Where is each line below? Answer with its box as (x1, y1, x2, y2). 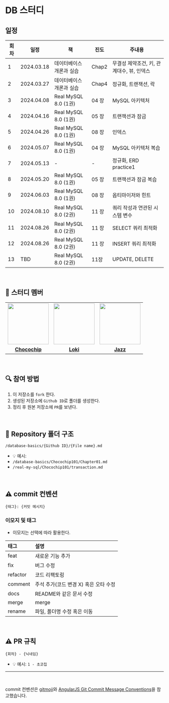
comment (8, 580, 30, 587)
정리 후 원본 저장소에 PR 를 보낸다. (12, 404, 78, 410)
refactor (8, 571, 27, 578)
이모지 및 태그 (5, 517, 37, 524)
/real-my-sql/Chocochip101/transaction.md (12, 465, 103, 470)
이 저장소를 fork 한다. (12, 391, 55, 397)
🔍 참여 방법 (5, 374, 39, 384)
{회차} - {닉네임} (5, 652, 39, 657)
